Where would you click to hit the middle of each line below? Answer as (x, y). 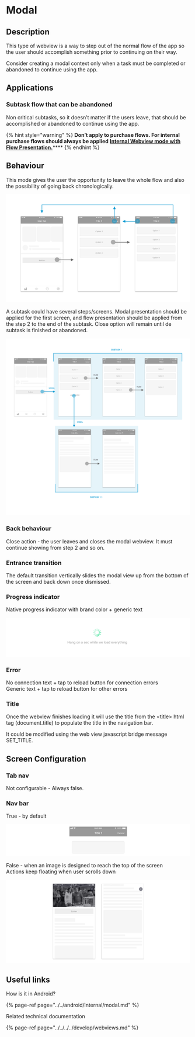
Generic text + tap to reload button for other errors (67, 688)
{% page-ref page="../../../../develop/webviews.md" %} (72, 1028)
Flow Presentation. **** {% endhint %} (53, 147)
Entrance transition (34, 563)
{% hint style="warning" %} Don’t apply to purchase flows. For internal (93, 135)
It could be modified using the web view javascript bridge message (87, 734)
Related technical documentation (46, 1017)
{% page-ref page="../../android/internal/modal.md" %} (73, 1005)
